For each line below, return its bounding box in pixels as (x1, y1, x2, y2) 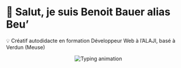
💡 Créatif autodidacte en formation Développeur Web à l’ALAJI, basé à (6, 37, 176, 44)
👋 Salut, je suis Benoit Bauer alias (6, 5, 171, 19)
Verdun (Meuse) (6, 43, 46, 50)
